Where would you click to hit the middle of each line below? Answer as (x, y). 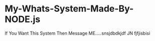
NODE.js (23, 19)
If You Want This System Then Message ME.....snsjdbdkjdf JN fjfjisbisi (77, 33)
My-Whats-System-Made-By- (69, 9)
